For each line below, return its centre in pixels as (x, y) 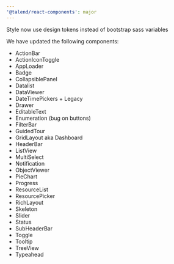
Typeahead (29, 254)
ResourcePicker (35, 196)
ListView (26, 150)
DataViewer (30, 92)
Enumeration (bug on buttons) (53, 118)
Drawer (24, 105)
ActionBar (28, 53)
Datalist (25, 86)
